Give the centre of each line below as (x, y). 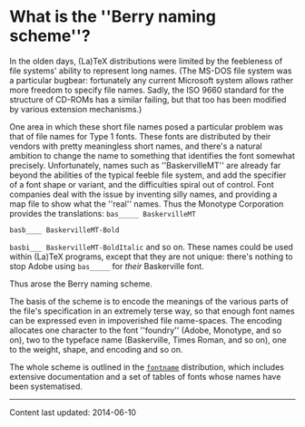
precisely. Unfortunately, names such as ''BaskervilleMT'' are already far (145, 165)
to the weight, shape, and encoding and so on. (96, 349)
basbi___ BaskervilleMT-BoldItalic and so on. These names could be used (151, 247)
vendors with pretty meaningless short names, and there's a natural (136, 146)
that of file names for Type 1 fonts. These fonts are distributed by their (140, 136)
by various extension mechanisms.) (76, 109)
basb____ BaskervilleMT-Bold (64, 230)
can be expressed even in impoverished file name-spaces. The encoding (146, 320)
